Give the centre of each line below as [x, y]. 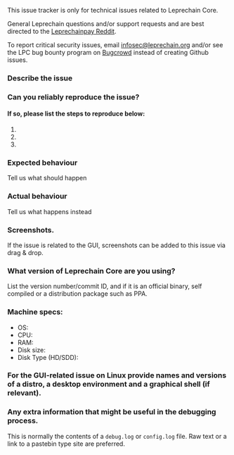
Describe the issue [40, 78]
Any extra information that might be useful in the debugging [112, 412]
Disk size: [31, 350]
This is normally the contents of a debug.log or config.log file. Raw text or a [117, 436]
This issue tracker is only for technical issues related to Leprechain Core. [113, 10]
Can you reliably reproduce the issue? [73, 96]
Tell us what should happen [47, 178]
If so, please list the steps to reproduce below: [76, 114]
